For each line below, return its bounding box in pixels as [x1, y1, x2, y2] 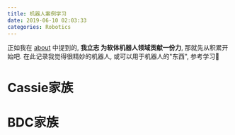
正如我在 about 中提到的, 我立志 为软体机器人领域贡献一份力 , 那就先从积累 [7, 44, 222, 52]
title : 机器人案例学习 [7, 10, 67, 18]
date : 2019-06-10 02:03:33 [7, 17, 87, 24]
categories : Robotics [7, 23, 71, 30]
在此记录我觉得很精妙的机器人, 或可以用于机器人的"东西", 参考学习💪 [23, 52, 219, 60]
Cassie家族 [7, 79, 74, 96]
